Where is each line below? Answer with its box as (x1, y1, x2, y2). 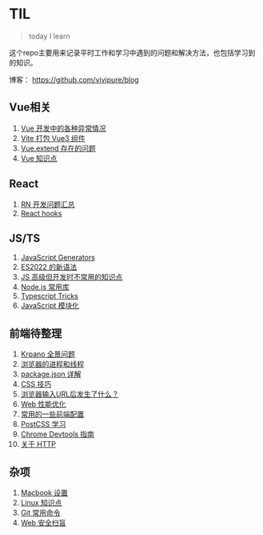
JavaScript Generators (20, 253, 95, 263)
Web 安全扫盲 (20, 518, 66, 527)
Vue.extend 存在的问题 (20, 143, 97, 153)
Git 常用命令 (20, 508, 61, 517)
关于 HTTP (20, 440, 57, 449)
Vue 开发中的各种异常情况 (20, 123, 106, 133)
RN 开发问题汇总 (20, 199, 75, 209)
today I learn (28, 31, 70, 41)
